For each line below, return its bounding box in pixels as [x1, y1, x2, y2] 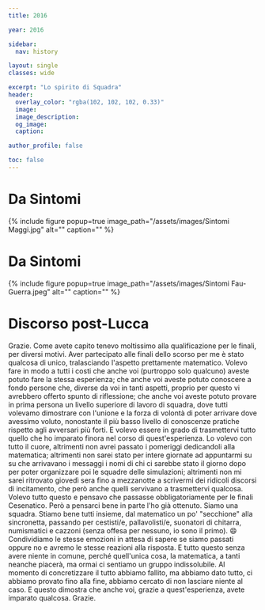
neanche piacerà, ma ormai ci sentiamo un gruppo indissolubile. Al [8, 559, 225, 569]
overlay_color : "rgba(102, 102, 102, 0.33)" [15, 98, 165, 106]
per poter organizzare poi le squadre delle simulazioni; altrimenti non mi [8, 467, 242, 476]
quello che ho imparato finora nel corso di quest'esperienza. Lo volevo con [8, 433, 252, 443]
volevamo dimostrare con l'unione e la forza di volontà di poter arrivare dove [8, 408, 258, 418]
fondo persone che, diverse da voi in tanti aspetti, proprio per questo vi [8, 383, 240, 392]
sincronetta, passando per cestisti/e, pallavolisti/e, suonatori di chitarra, [8, 517, 242, 527]
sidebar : [8, 40, 37, 48]
